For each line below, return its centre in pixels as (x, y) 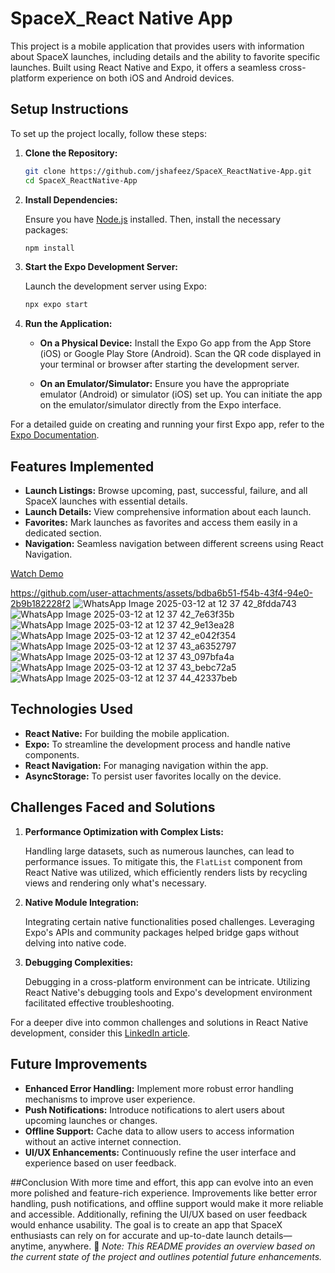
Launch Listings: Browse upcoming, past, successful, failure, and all (166, 491)
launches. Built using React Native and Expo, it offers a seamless (144, 67)
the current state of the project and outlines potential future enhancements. (166, 1256)
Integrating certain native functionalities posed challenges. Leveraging (169, 921)
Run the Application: (68, 324)
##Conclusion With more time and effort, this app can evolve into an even (162, 1182)
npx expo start (56, 305)
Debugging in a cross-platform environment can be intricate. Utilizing (167, 981)
